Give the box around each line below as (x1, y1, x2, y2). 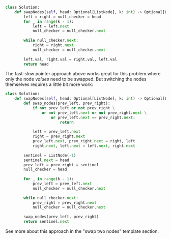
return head (23, 62, 49, 67)
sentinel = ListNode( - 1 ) (23, 153, 76, 158)
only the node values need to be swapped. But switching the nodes (5, 76, 147, 82)
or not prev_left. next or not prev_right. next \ (41, 110, 147, 115)
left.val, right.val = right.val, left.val (23, 56, 117, 62)
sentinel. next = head (23, 158, 70, 163)
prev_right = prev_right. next (32, 200, 97, 205)
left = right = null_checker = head (23, 14, 101, 19)
